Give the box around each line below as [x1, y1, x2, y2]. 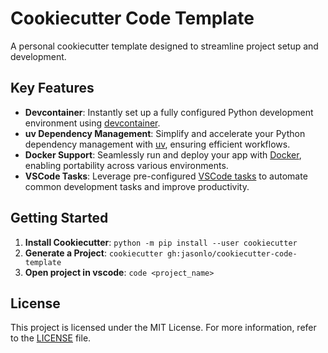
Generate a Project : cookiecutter [24, 247, 163, 259]
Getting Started [10, 210, 109, 227]
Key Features [10, 80, 95, 97]
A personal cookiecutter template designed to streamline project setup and [10, 40, 319, 52]
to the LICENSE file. [10, 332, 92, 344]
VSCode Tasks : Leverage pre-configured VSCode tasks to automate [24, 170, 308, 182]
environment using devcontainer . [24, 117, 161, 129]
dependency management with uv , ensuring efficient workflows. [24, 138, 291, 150]
